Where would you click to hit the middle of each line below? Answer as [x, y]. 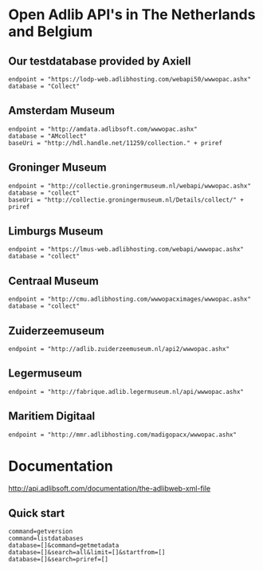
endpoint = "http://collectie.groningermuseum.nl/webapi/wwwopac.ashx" [130, 186]
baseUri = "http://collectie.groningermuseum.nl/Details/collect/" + [126, 200]
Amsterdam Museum [62, 110]
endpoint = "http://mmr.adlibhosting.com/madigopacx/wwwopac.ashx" [123, 435]
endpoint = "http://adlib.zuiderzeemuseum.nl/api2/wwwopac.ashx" [119, 349]
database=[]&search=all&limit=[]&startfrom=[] [87, 553]
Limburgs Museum [56, 232]
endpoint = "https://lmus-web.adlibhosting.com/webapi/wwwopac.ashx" [126, 250]
